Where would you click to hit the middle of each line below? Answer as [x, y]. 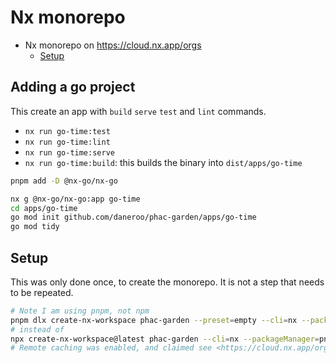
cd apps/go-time [44, 208]
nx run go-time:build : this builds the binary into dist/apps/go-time [163, 162]
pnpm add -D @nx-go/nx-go [64, 181]
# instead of [37, 329]
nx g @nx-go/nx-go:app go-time [75, 199]
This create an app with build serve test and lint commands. [138, 111]
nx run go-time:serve [69, 152]
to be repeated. [42, 292]
